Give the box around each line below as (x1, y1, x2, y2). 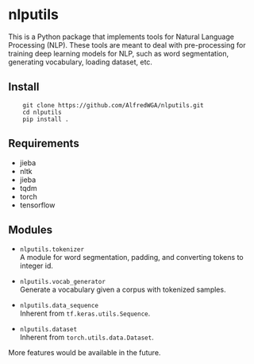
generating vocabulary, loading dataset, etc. (8, 57, 153, 67)
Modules (8, 223, 53, 236)
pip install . (22, 115, 69, 123)
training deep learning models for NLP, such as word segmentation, (8, 48, 229, 58)
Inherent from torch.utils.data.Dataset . (19, 332, 154, 343)
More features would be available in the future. (8, 348, 161, 358)
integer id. (19, 261, 54, 271)
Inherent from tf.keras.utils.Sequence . (19, 308, 151, 319)
